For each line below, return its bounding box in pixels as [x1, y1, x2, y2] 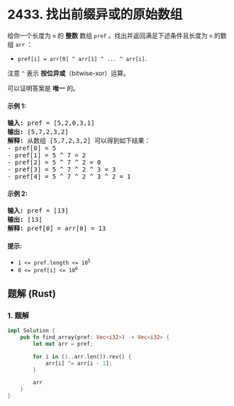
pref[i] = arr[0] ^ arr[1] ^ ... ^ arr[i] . [17, 54, 147, 62]
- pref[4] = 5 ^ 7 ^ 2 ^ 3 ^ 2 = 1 [7, 173, 131, 181]
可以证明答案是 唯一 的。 [7, 84, 79, 92]
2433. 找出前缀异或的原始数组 [7, 6, 183, 23]
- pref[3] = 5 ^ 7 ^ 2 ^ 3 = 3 [7, 166, 116, 174]
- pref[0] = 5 [7, 145, 57, 152]
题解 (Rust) [7, 288, 57, 300]
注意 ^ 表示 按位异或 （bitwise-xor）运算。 [7, 69, 130, 77]
